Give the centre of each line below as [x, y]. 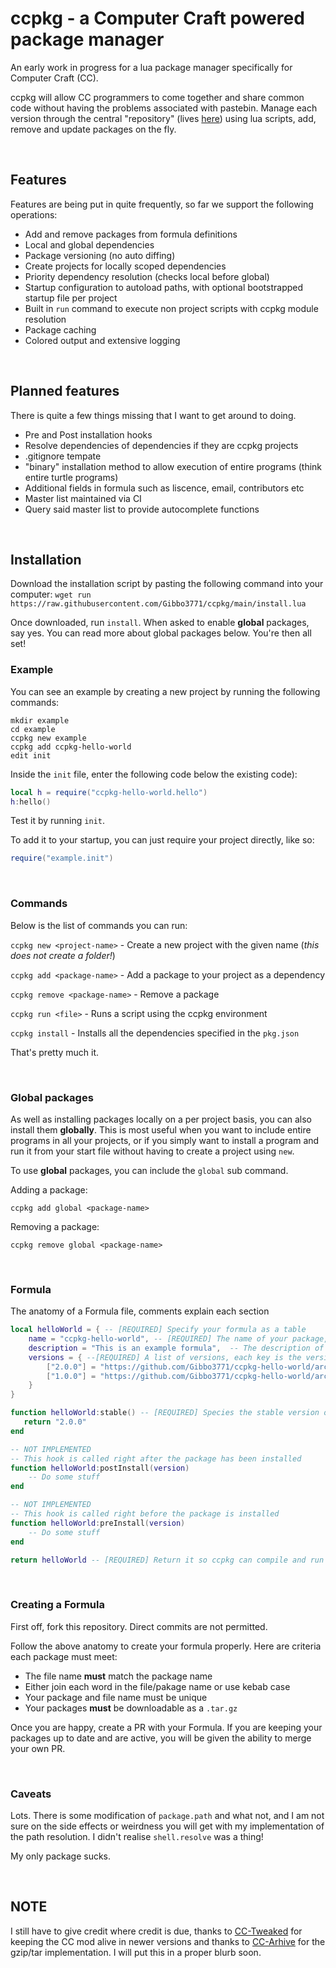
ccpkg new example [48, 738]
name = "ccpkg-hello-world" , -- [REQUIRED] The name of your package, [178, 1339]
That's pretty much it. [55, 1052]
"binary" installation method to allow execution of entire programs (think [173, 466]
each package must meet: [64, 1656]
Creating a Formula [57, 1605]
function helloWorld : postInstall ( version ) [100, 1468]
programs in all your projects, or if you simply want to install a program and [165, 1140]
